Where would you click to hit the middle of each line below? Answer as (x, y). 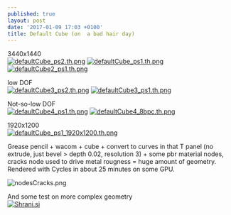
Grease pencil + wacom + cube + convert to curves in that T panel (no (111, 147)
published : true (31, 14)
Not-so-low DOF (31, 104)
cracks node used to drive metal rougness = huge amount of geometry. (112, 162)
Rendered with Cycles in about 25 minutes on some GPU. (91, 169)
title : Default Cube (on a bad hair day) (71, 34)
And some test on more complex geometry (70, 197)
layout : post (27, 21)
